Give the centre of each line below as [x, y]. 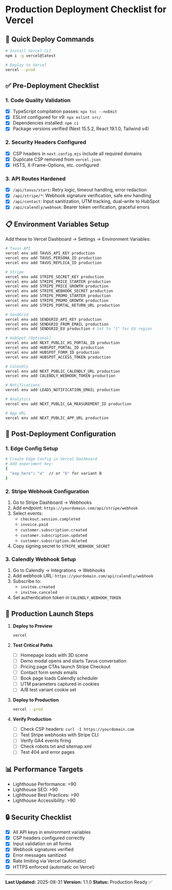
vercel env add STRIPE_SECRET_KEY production [55, 277]
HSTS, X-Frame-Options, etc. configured [56, 165]
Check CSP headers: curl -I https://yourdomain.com [77, 729]
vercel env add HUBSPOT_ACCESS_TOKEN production [58, 357]
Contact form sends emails [49, 672]
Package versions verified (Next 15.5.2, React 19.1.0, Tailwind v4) [81, 129]
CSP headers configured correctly [49, 838]
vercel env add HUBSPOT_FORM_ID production [52, 352]
